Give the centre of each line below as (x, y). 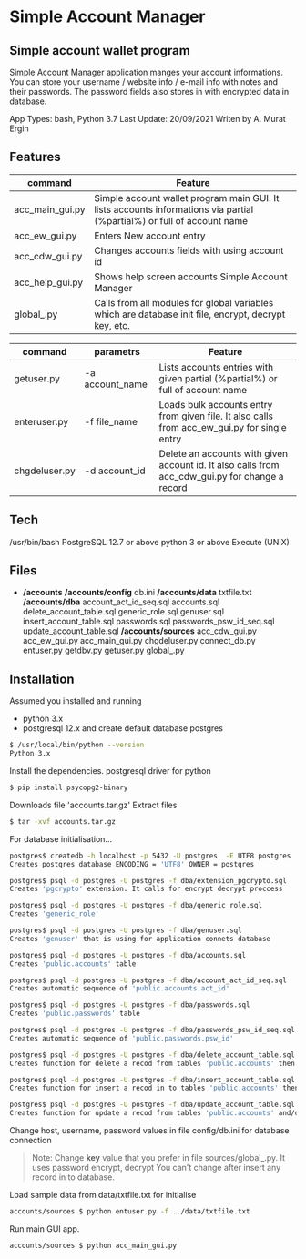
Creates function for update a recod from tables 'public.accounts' (142, 1113)
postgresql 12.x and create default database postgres (122, 728)
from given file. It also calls (216, 416)
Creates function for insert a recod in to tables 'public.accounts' (144, 1088)
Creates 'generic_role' (55, 914)
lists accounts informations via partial (174, 209)
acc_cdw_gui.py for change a (221, 476)
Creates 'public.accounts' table (73, 964)
